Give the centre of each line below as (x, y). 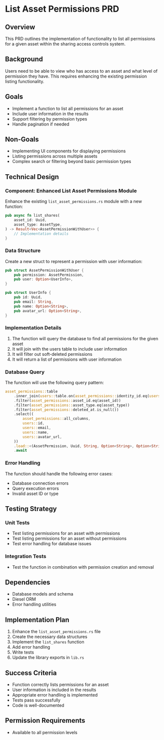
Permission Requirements (45, 721)
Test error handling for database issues (52, 544)
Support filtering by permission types (50, 119)
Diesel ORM (24, 599)
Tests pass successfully (36, 700)
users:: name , (36, 432)
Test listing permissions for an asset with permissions (66, 534)
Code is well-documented (38, 705)
